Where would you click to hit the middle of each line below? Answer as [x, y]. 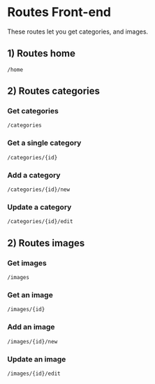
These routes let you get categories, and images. [78, 31]
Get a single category [44, 143]
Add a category [34, 175]
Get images [27, 263]
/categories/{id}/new [39, 190]
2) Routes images [46, 243]
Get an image [30, 294]
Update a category [39, 207]
